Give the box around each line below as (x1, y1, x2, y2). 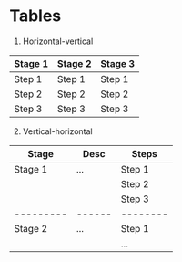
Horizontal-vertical (22, 36, 94, 47)
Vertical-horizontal (22, 125, 93, 137)
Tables (9, 5, 62, 26)
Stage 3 (99, 57, 135, 69)
